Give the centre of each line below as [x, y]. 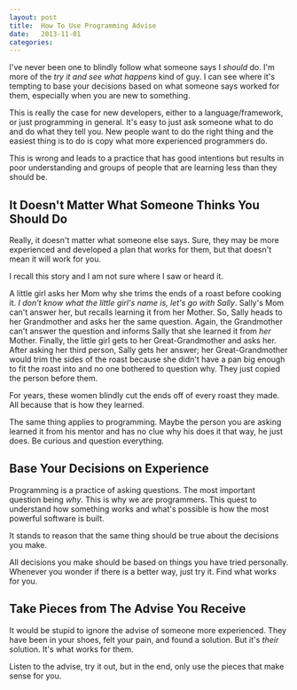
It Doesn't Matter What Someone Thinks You [134, 205]
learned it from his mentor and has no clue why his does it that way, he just [146, 432]
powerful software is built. [57, 518]
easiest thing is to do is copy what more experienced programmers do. [138, 141]
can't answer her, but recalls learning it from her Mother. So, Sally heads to [146, 312]
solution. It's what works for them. [72, 649]
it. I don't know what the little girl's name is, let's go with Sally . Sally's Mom [147, 303]
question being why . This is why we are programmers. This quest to [133, 499]
